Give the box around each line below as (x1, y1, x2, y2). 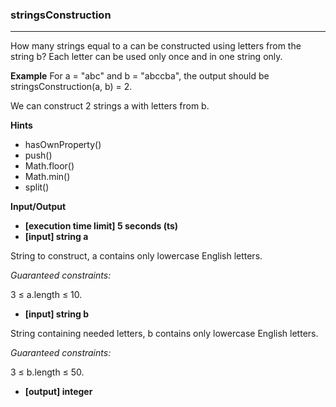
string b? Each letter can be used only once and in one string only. (10, 51, 283, 63)
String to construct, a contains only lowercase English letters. (10, 250, 263, 262)
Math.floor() (24, 160, 75, 172)
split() (24, 181, 50, 193)
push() (24, 149, 53, 162)
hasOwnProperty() (24, 139, 102, 151)
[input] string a (24, 231, 89, 243)
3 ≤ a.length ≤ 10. (10, 289, 83, 301)
